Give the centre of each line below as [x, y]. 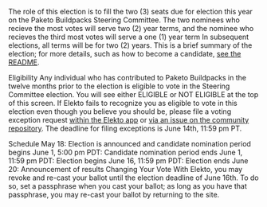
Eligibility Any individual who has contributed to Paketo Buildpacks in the [128, 78]
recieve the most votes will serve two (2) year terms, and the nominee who [131, 28]
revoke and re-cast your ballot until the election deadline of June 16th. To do [133, 178]
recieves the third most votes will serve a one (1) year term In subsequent [129, 37]
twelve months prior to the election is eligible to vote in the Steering [119, 86]
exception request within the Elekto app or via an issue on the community [129, 120]
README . [24, 62]
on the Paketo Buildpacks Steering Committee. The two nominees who [124, 20]
